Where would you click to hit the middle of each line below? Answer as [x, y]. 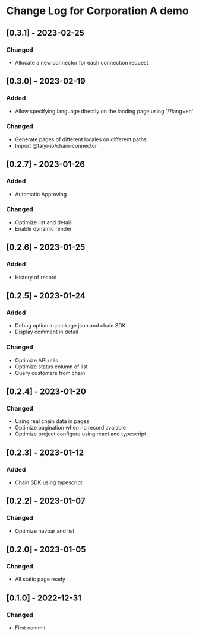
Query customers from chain [50, 373]
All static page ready [40, 579]
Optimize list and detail [43, 222]
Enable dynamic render [43, 228]
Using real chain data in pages [52, 421]
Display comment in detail [46, 332]
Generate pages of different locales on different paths [80, 139]
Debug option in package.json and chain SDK [70, 326]
